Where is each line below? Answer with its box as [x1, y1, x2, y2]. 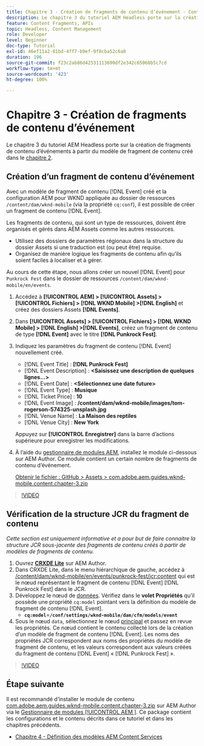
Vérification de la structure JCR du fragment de [6, 509, 189, 519]
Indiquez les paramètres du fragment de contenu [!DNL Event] [15, 342, 171, 349]
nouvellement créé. [15, 349, 64, 356]
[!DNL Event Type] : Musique [24, 386, 98, 394]
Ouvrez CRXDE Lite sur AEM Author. [15, 559, 107, 567]
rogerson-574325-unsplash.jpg [24, 405, 107, 413]
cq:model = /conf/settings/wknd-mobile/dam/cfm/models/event [24, 611, 178, 618]
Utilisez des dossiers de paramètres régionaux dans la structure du [15, 237, 183, 244]
